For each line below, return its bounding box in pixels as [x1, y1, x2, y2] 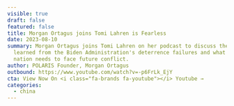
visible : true [7, 10, 49, 17]
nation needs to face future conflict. [13, 56, 130, 63]
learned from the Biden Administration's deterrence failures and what [13, 50, 226, 56]
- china [13, 88, 36, 95]
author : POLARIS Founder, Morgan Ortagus [7, 62, 130, 69]
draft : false [7, 17, 45, 24]
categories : [7, 82, 42, 89]
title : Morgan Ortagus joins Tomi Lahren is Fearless [7, 29, 167, 37]
